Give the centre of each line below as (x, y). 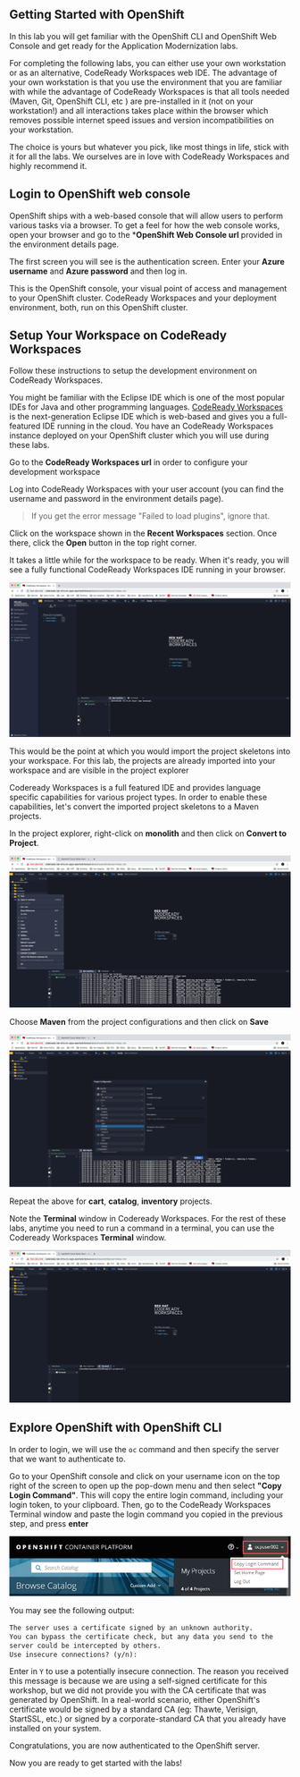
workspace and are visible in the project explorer (99, 770)
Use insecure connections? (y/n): (74, 1654)
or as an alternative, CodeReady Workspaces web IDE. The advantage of (143, 72)
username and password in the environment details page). (117, 499)
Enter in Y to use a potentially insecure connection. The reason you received (149, 1671)
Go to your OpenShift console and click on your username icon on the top (145, 1476)
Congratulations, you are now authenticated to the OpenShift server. (135, 1746)
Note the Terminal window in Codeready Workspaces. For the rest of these (148, 1218)
